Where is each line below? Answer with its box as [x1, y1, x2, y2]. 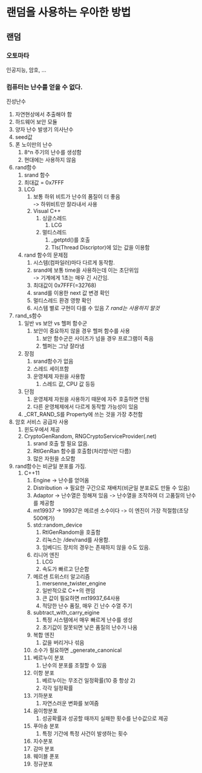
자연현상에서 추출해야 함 [15, 110, 73, 118]
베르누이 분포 [33, 654, 65, 661]
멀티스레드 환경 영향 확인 [33, 297, 92, 304]
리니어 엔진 [33, 552, 59, 559]
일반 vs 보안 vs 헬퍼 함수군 [24, 320, 88, 327]
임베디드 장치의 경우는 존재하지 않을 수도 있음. [42, 544, 151, 551]
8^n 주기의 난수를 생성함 [24, 149, 82, 156]
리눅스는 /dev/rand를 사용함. [42, 536, 110, 544]
